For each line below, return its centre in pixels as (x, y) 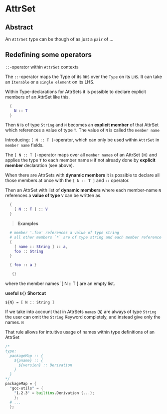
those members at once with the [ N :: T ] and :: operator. (67, 180)
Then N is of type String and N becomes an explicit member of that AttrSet (82, 125)
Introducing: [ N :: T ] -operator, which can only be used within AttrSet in (82, 140)
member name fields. (24, 145)
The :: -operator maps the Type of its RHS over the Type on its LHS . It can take (83, 76)
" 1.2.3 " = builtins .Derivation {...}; (54, 393)
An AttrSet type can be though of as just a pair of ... (59, 39)
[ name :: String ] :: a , (41, 246)
